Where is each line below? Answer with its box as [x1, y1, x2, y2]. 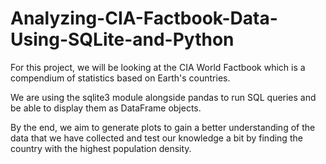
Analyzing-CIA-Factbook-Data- [10, 7, 278, 30]
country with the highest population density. [10, 142, 192, 154]
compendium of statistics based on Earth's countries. [10, 72, 231, 84]
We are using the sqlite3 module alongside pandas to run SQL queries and [10, 91, 317, 103]
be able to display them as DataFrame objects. [10, 102, 202, 114]
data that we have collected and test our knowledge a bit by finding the [10, 132, 303, 144]
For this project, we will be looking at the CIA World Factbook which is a [10, 61, 306, 73]
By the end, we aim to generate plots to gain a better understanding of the [10, 121, 316, 133]
